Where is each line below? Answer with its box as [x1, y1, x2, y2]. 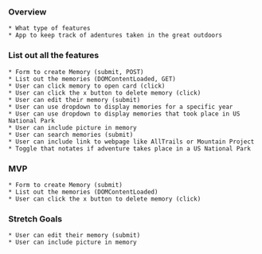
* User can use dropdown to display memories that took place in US [8, 110, 240, 118]
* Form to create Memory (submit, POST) [8, 68, 145, 76]
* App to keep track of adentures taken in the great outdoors [8, 31, 223, 40]
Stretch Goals [8, 213, 62, 225]
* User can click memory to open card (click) [8, 82, 166, 90]
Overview [8, 6, 47, 18]
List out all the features [8, 50, 100, 61]
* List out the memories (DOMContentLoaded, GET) [8, 75, 177, 83]
